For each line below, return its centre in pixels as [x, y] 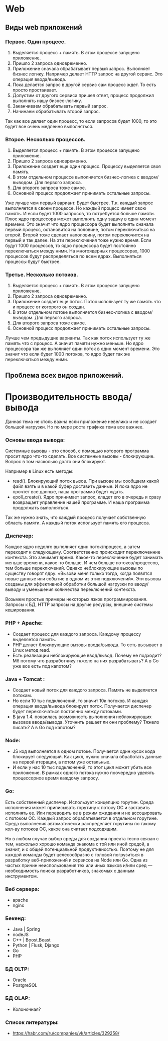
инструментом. [22, 876]
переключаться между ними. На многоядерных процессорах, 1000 [78, 251]
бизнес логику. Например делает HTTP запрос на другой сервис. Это [88, 74]
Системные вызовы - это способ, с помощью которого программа [77, 451]
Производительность [53, 397]
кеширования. [21, 610]
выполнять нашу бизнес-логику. [47, 101]
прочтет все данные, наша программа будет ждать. [68, 492]
